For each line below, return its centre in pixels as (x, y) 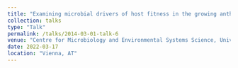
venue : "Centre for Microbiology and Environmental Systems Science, (112, 40)
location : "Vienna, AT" (42, 54)
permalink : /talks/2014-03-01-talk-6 (63, 34)
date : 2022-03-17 (33, 47)
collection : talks (34, 21)
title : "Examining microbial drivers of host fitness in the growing (112, 14)
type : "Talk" (27, 27)
